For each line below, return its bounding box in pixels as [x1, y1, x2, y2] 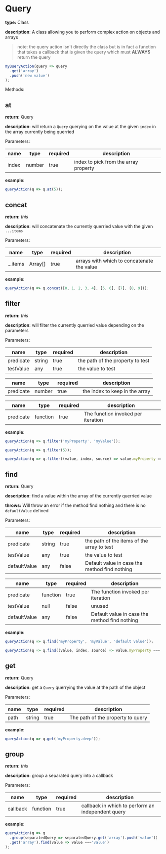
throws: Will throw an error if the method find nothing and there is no [5, 502, 146, 508]
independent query [81, 809, 126, 815]
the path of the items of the [85, 538, 148, 544]
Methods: [5, 87, 25, 92]
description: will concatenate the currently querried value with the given [5, 223, 153, 229]
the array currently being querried [5, 129, 75, 135]
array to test [85, 543, 114, 550]
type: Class [5, 19, 29, 25]
